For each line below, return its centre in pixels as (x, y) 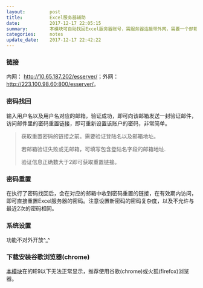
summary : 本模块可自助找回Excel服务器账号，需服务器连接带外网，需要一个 (98, 29)
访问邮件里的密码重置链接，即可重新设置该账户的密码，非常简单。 (88, 123)
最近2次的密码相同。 (32, 208)
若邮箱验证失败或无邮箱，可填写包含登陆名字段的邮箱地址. (93, 149)
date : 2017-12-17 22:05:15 (54, 23)
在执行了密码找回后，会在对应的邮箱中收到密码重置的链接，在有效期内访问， (101, 193)
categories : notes (35, 34)
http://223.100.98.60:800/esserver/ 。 (53, 84)
